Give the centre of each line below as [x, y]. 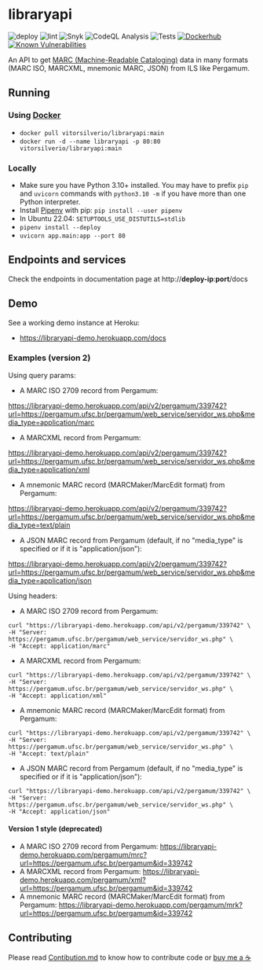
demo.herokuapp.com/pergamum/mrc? [83, 855]
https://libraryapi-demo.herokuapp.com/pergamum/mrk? [151, 905]
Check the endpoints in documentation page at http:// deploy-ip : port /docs [128, 279]
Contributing [40, 938]
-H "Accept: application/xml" [58, 696]
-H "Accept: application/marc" [59, 646]
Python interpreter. [50, 201]
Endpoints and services [67, 260]
